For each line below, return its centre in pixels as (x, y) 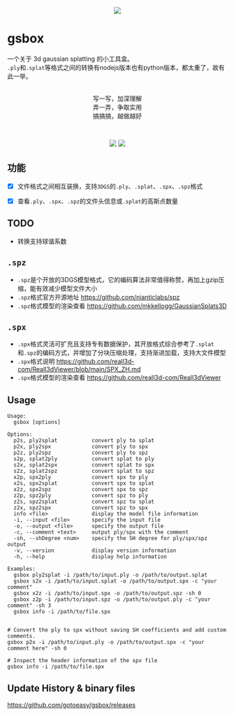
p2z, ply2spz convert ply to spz (81, 453)
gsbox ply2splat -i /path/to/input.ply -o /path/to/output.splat (111, 575)
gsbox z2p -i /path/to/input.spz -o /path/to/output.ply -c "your (112, 600)
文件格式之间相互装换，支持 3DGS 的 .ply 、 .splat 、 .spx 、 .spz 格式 (110, 186)
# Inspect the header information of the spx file (82, 661)
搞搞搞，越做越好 (117, 116)
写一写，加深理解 (117, 98)
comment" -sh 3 (29, 606)
